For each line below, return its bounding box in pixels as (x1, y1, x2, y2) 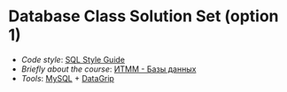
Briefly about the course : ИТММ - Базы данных (20, 64, 197, 74)
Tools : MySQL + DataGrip (20, 73, 114, 83)
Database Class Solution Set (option (8, 6, 280, 27)
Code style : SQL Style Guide (20, 54, 126, 65)
